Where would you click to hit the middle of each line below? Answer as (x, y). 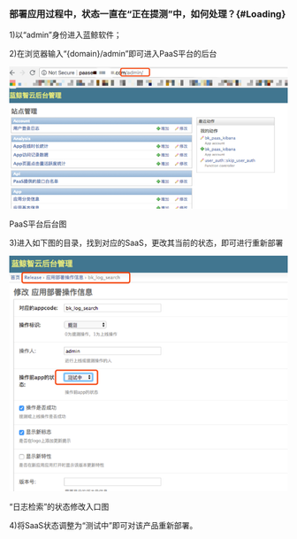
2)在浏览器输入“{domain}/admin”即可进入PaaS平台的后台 (113, 54)
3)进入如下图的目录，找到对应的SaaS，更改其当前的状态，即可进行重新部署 (146, 243)
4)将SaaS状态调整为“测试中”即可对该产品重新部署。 (103, 525)
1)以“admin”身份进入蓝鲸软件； (65, 35)
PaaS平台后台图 (38, 224)
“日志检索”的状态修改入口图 (59, 506)
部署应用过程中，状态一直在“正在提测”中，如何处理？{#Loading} (148, 13)
